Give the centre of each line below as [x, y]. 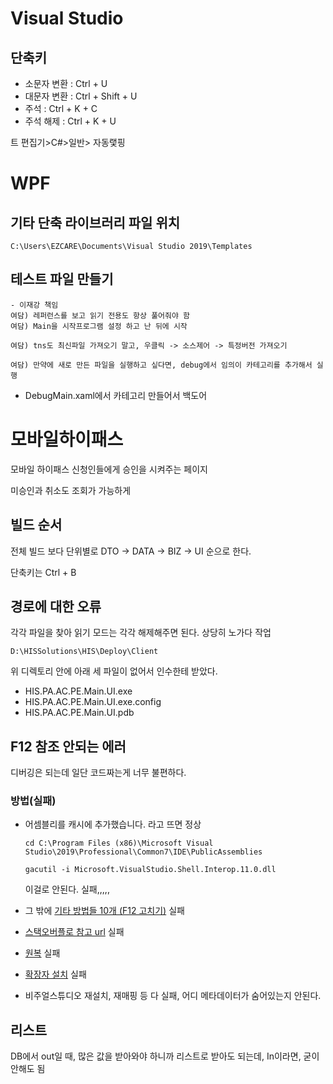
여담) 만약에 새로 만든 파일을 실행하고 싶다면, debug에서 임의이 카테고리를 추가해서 [161, 365]
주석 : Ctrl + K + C [61, 108]
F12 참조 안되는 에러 [68, 746]
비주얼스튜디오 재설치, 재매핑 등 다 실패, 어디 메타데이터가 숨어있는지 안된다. [173, 996]
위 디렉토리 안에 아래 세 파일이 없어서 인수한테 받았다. [114, 671]
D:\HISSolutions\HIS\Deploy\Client [84, 652]
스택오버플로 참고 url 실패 [74, 932]
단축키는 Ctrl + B [43, 572]
